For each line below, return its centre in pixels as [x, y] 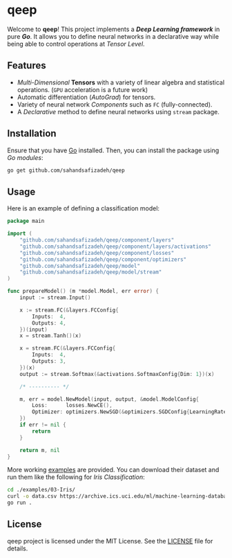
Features [27, 65]
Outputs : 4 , [49, 323]
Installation [32, 134]
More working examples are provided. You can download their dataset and [113, 470]
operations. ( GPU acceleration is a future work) [83, 89]
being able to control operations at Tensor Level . [76, 44]
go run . [20, 503]
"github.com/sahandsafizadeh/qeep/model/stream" [91, 272]
